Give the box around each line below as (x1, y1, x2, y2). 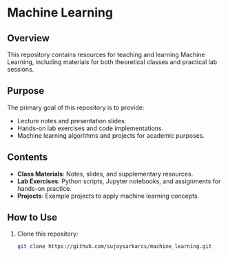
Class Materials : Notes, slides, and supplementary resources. (17, 169, 194, 178)
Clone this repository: (17, 229, 79, 238)
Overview (7, 32, 50, 44)
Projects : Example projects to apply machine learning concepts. (17, 192, 200, 200)
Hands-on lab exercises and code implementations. (17, 124, 164, 132)
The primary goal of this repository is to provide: (7, 103, 145, 112)
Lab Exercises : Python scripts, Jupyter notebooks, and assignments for (17, 177, 221, 185)
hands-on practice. (17, 184, 72, 192)
